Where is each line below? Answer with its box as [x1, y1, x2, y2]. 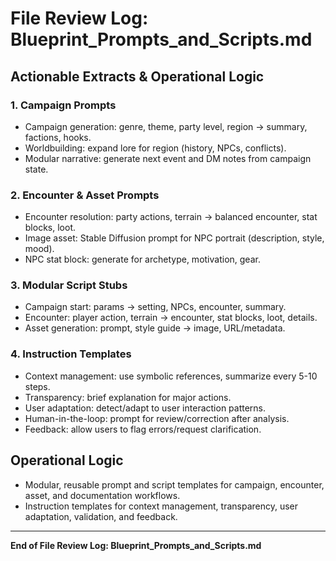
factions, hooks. [24, 131, 92, 143]
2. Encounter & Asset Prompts [10, 188, 160, 202]
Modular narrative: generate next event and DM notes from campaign [24, 152, 312, 164]
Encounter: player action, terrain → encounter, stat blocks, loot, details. [24, 312, 318, 324]
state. [24, 163, 49, 175]
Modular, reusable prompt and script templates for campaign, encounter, [24, 478, 325, 491]
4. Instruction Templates [10, 347, 132, 361]
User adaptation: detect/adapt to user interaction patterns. [24, 402, 267, 414]
